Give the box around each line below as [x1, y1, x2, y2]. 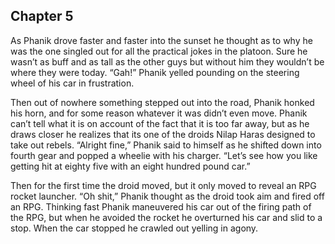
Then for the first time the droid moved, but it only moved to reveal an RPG [10, 179, 317, 191]
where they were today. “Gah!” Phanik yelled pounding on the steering [10, 66, 300, 78]
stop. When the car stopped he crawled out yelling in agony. [10, 222, 259, 234]
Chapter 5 [10, 8, 74, 25]
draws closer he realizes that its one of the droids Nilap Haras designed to [10, 128, 316, 140]
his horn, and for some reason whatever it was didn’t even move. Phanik [10, 107, 308, 119]
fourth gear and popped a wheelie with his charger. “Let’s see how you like [10, 149, 318, 161]
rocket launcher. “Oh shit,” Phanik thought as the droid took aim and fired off [10, 190, 325, 202]
